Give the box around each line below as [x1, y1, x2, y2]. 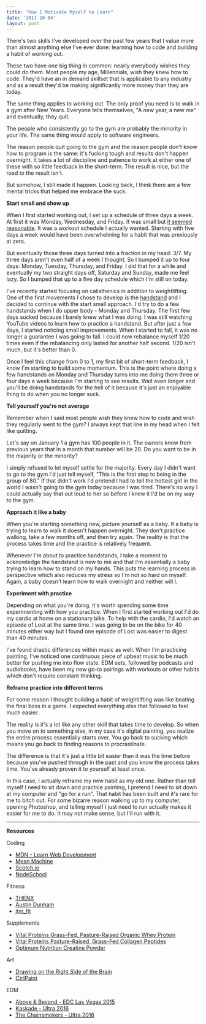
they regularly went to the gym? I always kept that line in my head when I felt [6, 421, 200, 428]
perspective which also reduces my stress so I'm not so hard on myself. [6, 571, 188, 579]
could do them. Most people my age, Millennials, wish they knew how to [6, 69, 188, 76]
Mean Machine [15, 858, 53, 865]
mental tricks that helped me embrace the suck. [6, 188, 128, 195]
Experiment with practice [6, 590, 72, 597]
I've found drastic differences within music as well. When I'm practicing [6, 646, 187, 654]
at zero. [6, 237, 26, 245]
